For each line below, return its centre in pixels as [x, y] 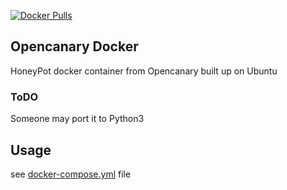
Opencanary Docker [74, 46]
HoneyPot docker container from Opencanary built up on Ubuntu [144, 71]
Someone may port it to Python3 [77, 119]
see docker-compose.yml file [71, 174]
